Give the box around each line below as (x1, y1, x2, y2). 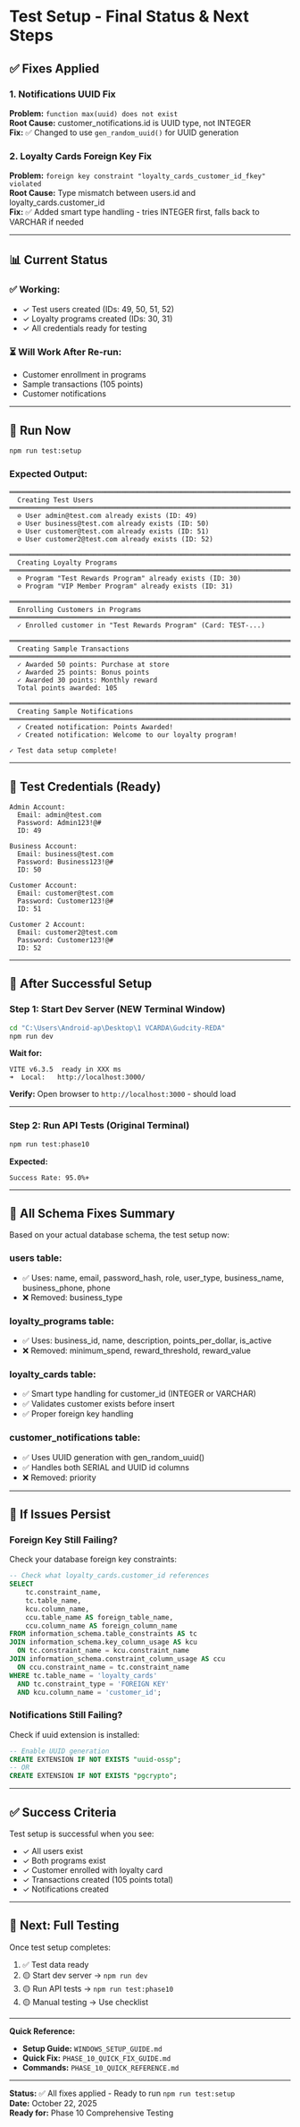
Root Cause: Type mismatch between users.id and (9, 188, 196, 199)
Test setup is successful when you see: (9, 1828, 154, 1839)
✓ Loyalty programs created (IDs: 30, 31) (21, 313, 173, 324)
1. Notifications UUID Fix (9, 88, 116, 100)
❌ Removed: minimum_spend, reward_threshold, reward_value (21, 1345, 252, 1356)
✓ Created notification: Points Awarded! (17, 723, 174, 732)
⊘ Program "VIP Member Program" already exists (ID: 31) (17, 582, 234, 591)
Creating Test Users (17, 496, 94, 505)
